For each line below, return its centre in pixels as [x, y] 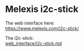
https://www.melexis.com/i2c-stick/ [42, 28]
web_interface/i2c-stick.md [33, 43]
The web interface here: [30, 23]
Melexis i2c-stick [42, 9]
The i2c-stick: [19, 38]
